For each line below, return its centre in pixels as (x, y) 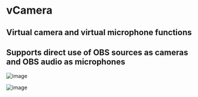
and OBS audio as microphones (66, 62)
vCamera (29, 10)
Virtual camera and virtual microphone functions (99, 32)
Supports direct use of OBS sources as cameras (97, 52)
